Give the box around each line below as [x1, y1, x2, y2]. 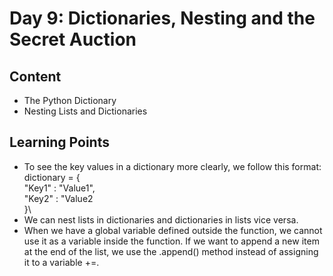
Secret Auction [9, 28, 137, 51]
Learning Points [9, 134, 110, 151]
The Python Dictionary [23, 95, 117, 106]
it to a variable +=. [23, 256, 100, 268]
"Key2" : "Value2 [23, 192, 94, 204]
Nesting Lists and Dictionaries [23, 105, 148, 117]
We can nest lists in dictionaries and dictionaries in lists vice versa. [23, 213, 299, 226]
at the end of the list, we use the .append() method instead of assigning [23, 245, 319, 257]
